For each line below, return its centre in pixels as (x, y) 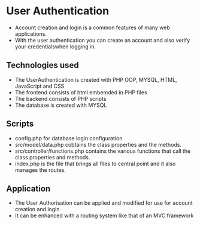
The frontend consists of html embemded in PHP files (81, 92)
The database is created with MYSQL (61, 105)
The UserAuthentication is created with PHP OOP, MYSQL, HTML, (96, 79)
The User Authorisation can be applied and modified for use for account (104, 203)
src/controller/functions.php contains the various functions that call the (103, 151)
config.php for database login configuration (69, 138)
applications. (31, 33)
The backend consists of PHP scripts (60, 98)
